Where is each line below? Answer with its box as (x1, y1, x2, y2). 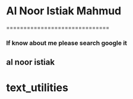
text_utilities (6, 81, 68, 95)
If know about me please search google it (6, 39, 128, 47)
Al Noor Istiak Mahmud (6, 4, 122, 18)
